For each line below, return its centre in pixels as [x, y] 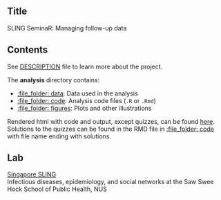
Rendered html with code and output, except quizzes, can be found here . [111, 121]
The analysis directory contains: [54, 80]
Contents [28, 50]
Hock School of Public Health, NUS [57, 189]
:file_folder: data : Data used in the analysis [77, 93]
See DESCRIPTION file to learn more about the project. [85, 66]
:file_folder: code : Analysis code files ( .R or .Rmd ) [87, 100]
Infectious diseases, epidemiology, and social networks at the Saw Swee [110, 182]
